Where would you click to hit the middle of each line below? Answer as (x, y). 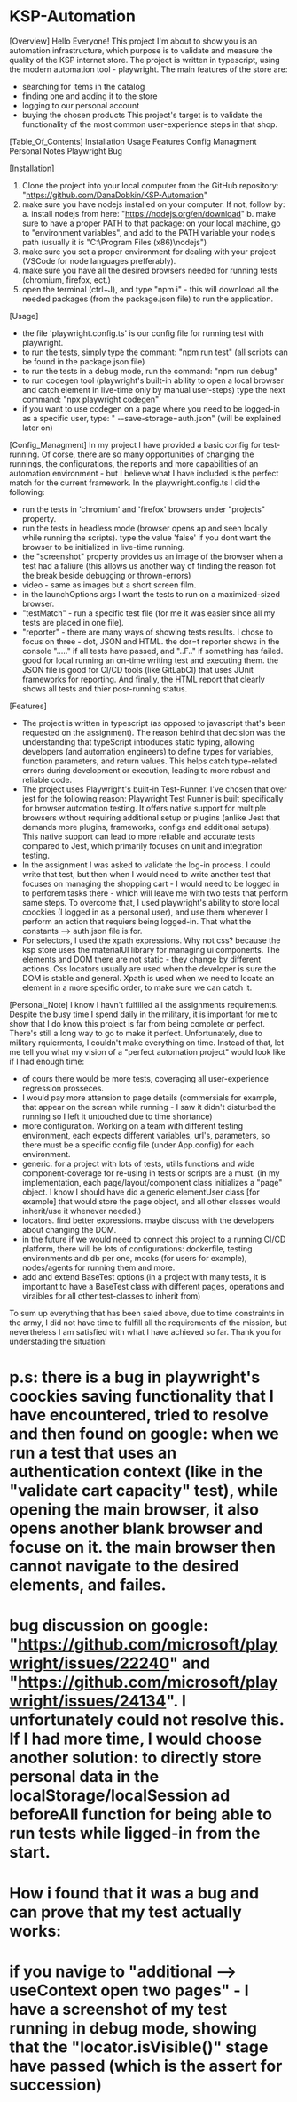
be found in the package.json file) (83, 361)
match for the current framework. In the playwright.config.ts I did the (135, 483)
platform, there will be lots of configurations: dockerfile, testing (137, 1248)
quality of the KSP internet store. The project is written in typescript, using (145, 60)
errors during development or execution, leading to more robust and (146, 770)
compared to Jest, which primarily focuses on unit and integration (142, 845)
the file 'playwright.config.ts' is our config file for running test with (143, 333)
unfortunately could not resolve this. (147, 1720)
